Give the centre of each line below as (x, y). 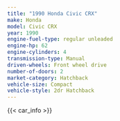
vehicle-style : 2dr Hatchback (51, 91)
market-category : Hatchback (48, 78)
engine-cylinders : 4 (37, 53)
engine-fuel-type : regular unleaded (60, 39)
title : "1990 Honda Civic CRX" (52, 13)
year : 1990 (23, 33)
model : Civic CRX (32, 26)
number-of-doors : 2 (35, 71)
